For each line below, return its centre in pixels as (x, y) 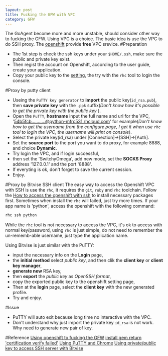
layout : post (19, 10)
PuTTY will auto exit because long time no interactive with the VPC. (82, 317)
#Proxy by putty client (28, 91)
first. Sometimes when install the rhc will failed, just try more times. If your (82, 201)
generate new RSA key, (37, 271)
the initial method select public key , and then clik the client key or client (88, 260)
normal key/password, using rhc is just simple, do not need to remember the (84, 230)
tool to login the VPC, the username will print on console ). (72, 132)
